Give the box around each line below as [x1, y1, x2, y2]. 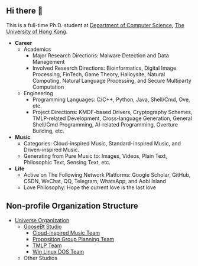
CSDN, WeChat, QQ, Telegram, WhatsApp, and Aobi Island [23, 177, 167, 184]
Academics [23, 46, 51, 53]
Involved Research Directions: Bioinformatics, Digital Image [32, 64, 177, 72]
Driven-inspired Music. [23, 146, 80, 153]
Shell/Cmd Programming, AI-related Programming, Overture [32, 121, 178, 128]
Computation [32, 83, 64, 90]
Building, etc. [32, 127, 65, 134]
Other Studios [23, 254, 58, 261]
